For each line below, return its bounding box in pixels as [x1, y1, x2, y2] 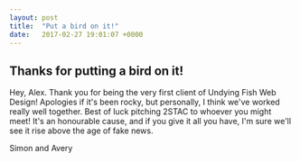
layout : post [9, 13, 59, 22]
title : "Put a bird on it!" [9, 22, 119, 31]
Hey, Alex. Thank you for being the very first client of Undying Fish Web [9, 87, 277, 98]
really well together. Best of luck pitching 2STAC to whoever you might [9, 106, 272, 117]
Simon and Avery [9, 143, 73, 154]
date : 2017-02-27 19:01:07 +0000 [9, 30, 144, 39]
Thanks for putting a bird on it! [9, 63, 183, 78]
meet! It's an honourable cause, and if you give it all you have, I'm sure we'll [9, 116, 292, 127]
